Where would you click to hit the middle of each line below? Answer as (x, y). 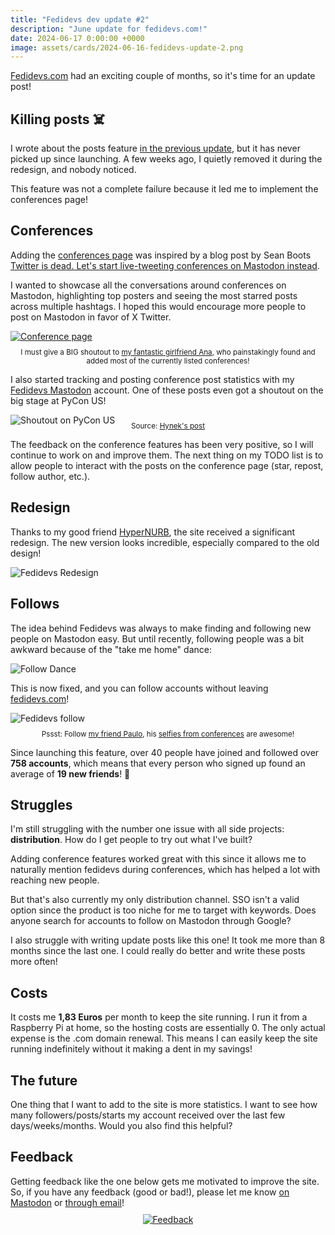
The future (44, 1080)
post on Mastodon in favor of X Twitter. (91, 317)
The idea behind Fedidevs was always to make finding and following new (161, 628)
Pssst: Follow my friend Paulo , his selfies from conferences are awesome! (168, 734)
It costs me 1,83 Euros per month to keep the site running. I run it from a (159, 1017)
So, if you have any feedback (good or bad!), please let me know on (150, 1192)
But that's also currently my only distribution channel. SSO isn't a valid (155, 900)
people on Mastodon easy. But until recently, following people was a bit (157, 638)
